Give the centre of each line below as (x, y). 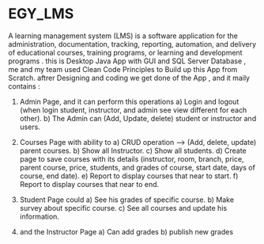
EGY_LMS (41, 14)
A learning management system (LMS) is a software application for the (123, 36)
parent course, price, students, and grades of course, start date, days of (137, 167)
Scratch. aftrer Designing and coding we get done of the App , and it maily (129, 78)
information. (39, 216)
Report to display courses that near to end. (89, 184)
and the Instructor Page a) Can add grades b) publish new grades (126, 231)
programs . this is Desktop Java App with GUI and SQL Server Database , (127, 61)
